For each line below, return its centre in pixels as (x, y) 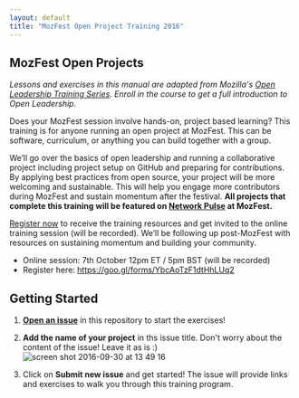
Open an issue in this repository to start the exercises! (124, 320)
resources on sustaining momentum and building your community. (133, 243)
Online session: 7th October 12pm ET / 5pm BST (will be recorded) (146, 261)
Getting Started (54, 298)
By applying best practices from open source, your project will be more (142, 177)
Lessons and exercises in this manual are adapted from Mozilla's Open (143, 85)
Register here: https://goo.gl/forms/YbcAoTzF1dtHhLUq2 (129, 270)
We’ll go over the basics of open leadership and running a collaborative (142, 158)
